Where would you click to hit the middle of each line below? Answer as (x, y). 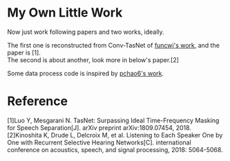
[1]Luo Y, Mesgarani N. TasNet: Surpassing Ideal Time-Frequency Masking (113, 120)
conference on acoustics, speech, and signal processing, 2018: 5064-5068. (115, 149)
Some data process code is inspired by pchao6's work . (86, 73)
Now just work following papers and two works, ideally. (86, 32)
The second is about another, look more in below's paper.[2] (93, 59)
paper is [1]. (24, 53)
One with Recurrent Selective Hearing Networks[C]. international (99, 142)
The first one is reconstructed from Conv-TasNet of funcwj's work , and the (113, 45)
